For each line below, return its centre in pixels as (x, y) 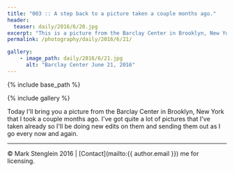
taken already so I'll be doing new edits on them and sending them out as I (114, 126)
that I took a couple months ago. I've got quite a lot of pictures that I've (109, 119)
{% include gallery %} (39, 98)
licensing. (21, 161)
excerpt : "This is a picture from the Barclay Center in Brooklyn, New (113, 33)
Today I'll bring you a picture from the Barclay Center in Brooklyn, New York (116, 111)
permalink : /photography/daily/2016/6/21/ (70, 40)
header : (18, 20)
